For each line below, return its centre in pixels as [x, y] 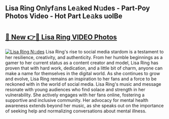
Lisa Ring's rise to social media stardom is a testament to [105, 52]
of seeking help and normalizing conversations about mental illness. [76, 111]
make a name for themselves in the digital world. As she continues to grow [83, 73]
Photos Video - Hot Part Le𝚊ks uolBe [64, 16]
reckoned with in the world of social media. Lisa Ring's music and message [83, 84]
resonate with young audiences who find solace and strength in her [75, 90]
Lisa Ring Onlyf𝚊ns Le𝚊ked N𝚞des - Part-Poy [78, 8]
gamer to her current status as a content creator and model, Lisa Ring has [82, 63]
